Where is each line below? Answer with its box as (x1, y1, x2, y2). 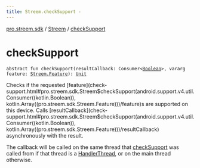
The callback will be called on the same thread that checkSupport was (6, 144, 179, 151)
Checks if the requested (6, 81, 66, 88)
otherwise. (6, 156, 33, 163)
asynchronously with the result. (6, 132, 84, 139)
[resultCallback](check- (49, 107, 107, 114)
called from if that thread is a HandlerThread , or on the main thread (6, 150, 171, 157)
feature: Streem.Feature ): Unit (6, 71, 87, 77)
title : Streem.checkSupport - (6, 8, 82, 15)
